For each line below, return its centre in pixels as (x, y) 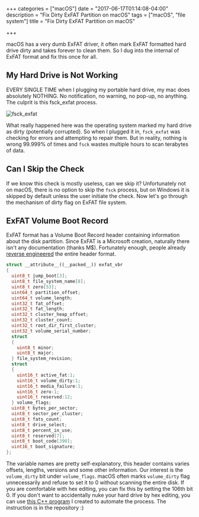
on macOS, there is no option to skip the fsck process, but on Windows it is (98, 190)
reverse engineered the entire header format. (61, 254)
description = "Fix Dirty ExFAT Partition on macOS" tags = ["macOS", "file (96, 15)
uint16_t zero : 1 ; (38, 392)
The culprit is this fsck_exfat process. (52, 102)
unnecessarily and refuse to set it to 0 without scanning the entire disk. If (95, 483)
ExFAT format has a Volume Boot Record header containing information (93, 235)
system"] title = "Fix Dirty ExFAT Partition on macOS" (70, 21)
